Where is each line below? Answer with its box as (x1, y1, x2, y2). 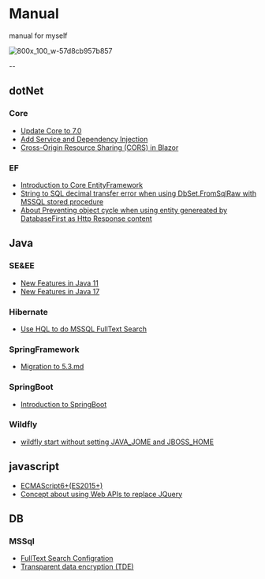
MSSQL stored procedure (20, 196, 104, 206)
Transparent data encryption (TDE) (20, 562, 134, 572)
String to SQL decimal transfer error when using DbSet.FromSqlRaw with (20, 189, 257, 198)
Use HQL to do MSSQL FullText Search (20, 324, 147, 334)
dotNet (9, 84, 44, 98)
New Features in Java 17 (20, 286, 100, 296)
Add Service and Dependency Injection (20, 134, 148, 144)
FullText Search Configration (20, 554, 114, 563)
